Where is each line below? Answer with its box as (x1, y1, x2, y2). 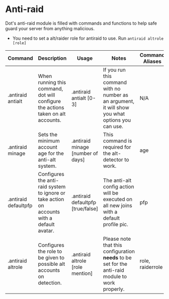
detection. (38, 279, 62, 286)
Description (38, 54, 67, 61)
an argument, (103, 97, 135, 105)
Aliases (143, 58, 162, 65)
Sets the (38, 131, 58, 138)
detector (103, 156, 123, 163)
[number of (71, 150, 98, 157)
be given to (38, 254, 64, 261)
